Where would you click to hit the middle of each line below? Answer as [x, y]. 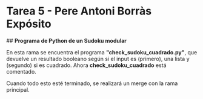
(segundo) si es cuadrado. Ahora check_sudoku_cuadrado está [86, 65]
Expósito [29, 24]
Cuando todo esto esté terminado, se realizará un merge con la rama [92, 83]
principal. [18, 89]
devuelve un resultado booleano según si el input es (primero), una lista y [98, 59]
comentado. [21, 71]
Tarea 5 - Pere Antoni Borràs [79, 11]
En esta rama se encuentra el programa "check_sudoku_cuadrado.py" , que [102, 52]
